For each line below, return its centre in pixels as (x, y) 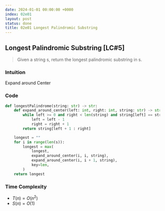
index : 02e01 (18, 14)
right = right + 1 (50, 124)
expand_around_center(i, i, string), (70, 156)
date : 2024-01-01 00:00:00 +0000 (39, 10)
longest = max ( (38, 147)
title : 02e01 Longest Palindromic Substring (51, 28)
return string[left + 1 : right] (57, 129)
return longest (29, 174)
